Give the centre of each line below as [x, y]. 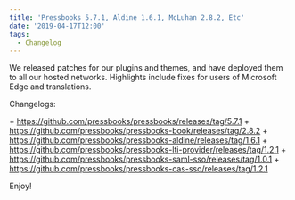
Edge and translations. [50, 87]
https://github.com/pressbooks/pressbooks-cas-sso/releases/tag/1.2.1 [139, 169]
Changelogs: [33, 104]
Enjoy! [21, 186]
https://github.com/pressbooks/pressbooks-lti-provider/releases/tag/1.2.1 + [148, 150]
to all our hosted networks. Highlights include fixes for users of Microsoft [143, 78]
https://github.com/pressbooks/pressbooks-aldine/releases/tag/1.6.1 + [139, 140]
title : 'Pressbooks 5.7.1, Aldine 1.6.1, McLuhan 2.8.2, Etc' [127, 17]
